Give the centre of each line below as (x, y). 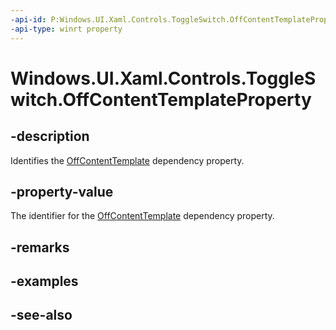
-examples (44, 281)
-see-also (41, 315)
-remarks (40, 247)
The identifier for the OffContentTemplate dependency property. (142, 216)
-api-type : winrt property (66, 29)
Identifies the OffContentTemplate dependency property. (127, 160)
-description (50, 136)
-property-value (62, 191)
